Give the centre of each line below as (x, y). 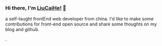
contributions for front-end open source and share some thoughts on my (81, 24)
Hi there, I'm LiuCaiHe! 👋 (36, 8)
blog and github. (22, 29)
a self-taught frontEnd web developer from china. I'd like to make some (79, 19)
